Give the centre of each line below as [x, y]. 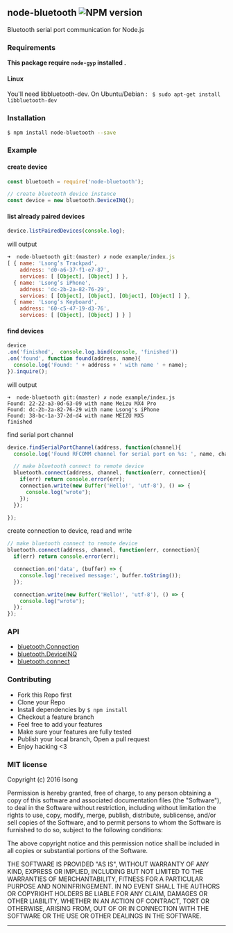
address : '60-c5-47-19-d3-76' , [65, 309]
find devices [25, 331]
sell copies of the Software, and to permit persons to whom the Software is [114, 823]
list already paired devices [46, 216]
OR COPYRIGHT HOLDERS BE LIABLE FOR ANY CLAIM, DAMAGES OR [107, 894]
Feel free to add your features [60, 724]
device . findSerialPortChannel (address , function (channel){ [94, 447]
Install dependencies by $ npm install [72, 709]
